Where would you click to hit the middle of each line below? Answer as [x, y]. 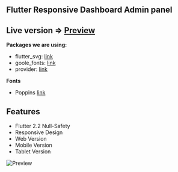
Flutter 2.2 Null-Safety [42, 126]
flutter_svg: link [34, 57]
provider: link [31, 69]
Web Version [31, 139]
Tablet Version [33, 152]
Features [23, 112]
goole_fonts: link [35, 63]
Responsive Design [39, 132]
